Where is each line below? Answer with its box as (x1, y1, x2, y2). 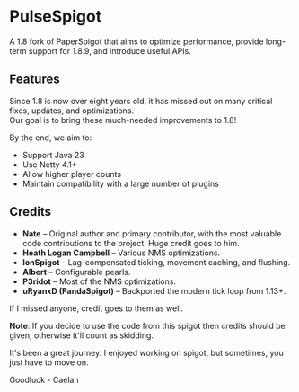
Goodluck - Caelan (9, 374, 79, 385)
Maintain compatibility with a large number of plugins (22, 178, 220, 189)
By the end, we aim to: (9, 132, 92, 143)
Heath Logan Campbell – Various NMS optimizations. (22, 247, 221, 258)
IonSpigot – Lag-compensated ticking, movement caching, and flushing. (22, 256, 291, 267)
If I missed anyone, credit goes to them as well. (9, 303, 184, 314)
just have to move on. (9, 357, 89, 368)
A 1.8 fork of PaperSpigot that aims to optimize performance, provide (9, 36, 264, 47)
